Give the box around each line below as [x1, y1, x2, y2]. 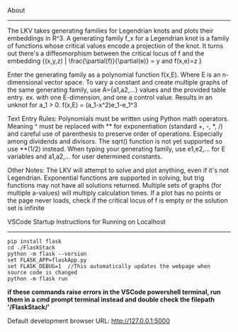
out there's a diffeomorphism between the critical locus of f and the [7, 49, 205, 58]
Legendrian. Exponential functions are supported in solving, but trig [7, 173, 205, 182]
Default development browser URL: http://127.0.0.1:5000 [7, 316, 170, 325]
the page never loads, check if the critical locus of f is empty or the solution [7, 196, 228, 205]
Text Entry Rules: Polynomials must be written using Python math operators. [7, 114, 229, 123]
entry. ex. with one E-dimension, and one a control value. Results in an [7, 93, 212, 102]
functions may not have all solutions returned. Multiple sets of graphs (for [7, 181, 222, 189]
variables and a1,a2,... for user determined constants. [7, 152, 163, 161]
